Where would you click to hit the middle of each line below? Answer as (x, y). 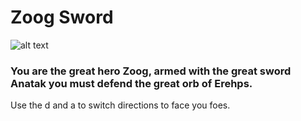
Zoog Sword (62, 17)
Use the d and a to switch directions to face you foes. (120, 105)
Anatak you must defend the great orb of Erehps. (131, 83)
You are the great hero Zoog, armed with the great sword (151, 71)
